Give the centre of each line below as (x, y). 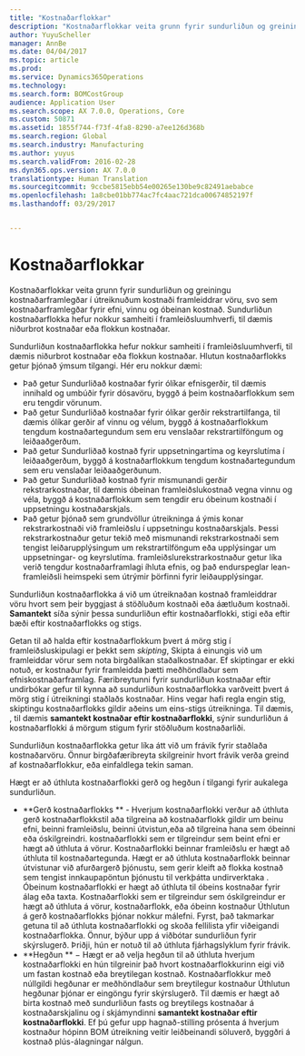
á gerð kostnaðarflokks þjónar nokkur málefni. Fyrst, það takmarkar (148, 916)
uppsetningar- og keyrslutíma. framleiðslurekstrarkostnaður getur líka (152, 557)
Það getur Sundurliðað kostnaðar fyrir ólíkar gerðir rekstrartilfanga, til (151, 412)
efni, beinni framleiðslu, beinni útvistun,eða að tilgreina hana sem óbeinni (159, 829)
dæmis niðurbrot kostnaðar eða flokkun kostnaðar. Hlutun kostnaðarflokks (148, 356)
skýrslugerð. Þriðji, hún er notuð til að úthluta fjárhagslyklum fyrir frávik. (156, 945)
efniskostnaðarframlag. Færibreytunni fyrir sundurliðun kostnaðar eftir (140, 679)
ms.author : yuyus (42, 153)
